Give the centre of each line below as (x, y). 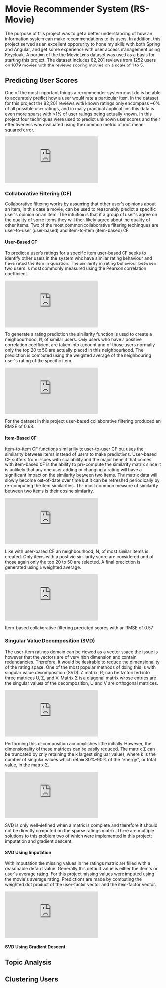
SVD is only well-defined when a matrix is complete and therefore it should (81, 825)
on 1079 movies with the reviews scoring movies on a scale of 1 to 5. (75, 65)
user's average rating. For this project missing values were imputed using (80, 874)
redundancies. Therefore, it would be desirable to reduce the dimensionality (82, 662)
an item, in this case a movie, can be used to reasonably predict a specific (81, 209)
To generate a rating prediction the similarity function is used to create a (79, 334)
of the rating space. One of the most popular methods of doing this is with (81, 667)
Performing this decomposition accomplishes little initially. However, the (78, 743)
